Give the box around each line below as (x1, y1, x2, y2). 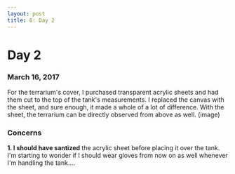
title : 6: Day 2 (7, 17, 55, 24)
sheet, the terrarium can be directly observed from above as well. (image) (7, 110, 220, 119)
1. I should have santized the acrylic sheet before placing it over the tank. (7, 144, 220, 152)
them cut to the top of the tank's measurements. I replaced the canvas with (7, 95, 224, 104)
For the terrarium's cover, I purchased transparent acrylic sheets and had (7, 88, 219, 96)
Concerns (7, 128, 42, 138)
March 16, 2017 (7, 72, 60, 81)
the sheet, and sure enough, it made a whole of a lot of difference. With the (7, 102, 224, 111)
